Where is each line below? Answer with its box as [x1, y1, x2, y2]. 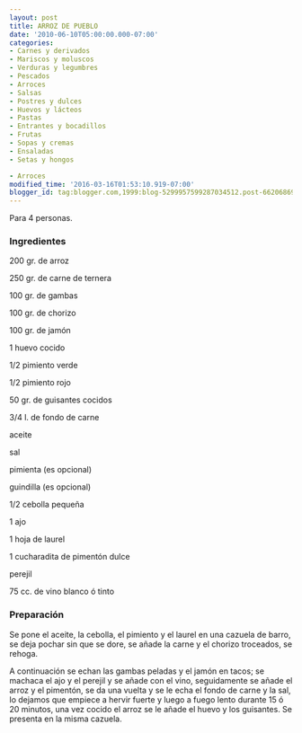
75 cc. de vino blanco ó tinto [9, 586, 115, 597]
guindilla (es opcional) [9, 481, 92, 492]
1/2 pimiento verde [9, 360, 78, 371]
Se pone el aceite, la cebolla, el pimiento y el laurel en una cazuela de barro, [9, 629, 291, 640]
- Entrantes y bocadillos [9, 122, 106, 131]
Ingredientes [9, 235, 67, 248]
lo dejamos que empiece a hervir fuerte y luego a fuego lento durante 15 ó [9, 693, 284, 705]
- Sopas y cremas [9, 138, 75, 147]
